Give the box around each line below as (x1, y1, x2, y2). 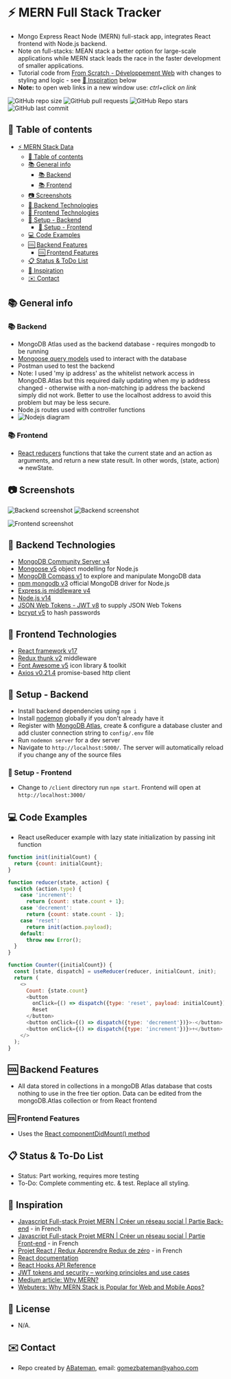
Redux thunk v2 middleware (17, 654, 97, 663)
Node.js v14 (17, 594, 51, 602)
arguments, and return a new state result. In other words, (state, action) (17, 456, 220, 464)
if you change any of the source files (17, 750, 122, 759)
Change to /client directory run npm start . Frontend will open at (17, 784, 201, 792)
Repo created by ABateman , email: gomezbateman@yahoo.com (17, 1363, 199, 1371)
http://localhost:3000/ (17, 792, 86, 799)
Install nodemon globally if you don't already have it (17, 714, 164, 722)
